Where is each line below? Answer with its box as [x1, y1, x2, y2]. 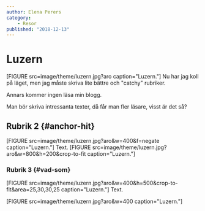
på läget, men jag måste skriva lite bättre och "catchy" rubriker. [6, 79, 166, 86]
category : [6, 15, 32, 21]
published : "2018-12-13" [6, 26, 70, 33]
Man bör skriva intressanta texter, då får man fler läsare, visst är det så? [6, 103, 187, 110]
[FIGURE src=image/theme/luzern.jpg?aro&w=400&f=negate [6, 137, 160, 144]
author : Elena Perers [6, 9, 62, 15]
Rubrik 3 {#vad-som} [6, 165, 71, 174]
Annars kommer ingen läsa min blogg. [6, 91, 102, 99]
